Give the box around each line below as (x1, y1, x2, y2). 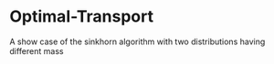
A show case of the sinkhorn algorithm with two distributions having (9, 36, 266, 47)
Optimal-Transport (9, 6, 153, 27)
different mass (9, 45, 64, 56)
